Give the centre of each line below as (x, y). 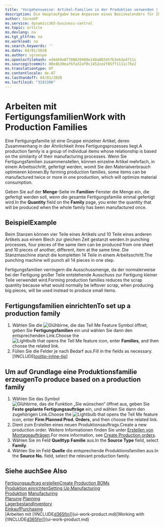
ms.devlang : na (20, 32)
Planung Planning (23, 498)
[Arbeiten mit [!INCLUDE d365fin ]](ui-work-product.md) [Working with (75, 514)
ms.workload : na (21, 42)
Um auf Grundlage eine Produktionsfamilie (71, 372)
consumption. (19, 182)
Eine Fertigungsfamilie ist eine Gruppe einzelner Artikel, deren (67, 141)
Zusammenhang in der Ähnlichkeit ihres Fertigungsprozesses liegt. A (74, 146)
